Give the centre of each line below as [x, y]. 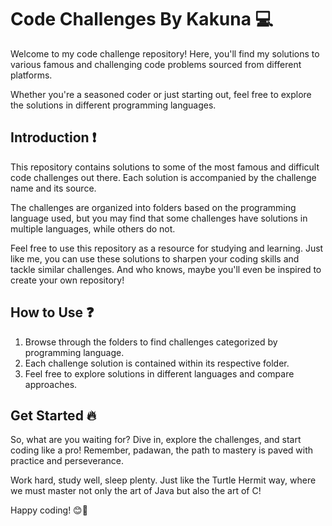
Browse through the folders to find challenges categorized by [151, 342]
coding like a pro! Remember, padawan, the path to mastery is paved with [162, 450]
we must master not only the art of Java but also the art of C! [136, 491]
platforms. [31, 75]
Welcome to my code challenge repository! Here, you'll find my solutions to [165, 53]
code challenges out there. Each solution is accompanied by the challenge [163, 177]
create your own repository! [67, 280]
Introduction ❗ [53, 137]
